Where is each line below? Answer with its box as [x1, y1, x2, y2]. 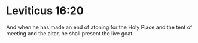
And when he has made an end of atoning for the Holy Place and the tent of [6, 24, 193, 31]
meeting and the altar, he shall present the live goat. [6, 29, 135, 37]
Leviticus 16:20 [6, 4, 84, 18]
